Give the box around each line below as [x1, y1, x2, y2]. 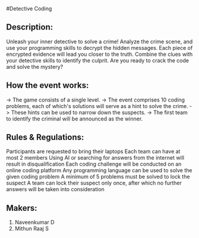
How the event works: [6, 80, 89, 91]
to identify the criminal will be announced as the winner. [6, 115, 143, 122]
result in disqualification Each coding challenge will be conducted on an [6, 160, 182, 168]
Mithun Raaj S [14, 225, 49, 232]
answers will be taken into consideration [6, 186, 105, 193]
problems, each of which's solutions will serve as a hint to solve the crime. [6, 102, 188, 109]
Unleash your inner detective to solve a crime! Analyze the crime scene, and [6, 38, 193, 45]
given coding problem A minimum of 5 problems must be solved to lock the [6, 173, 190, 180]
